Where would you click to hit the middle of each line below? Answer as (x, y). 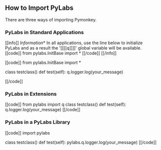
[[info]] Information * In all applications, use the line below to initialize (74, 43)
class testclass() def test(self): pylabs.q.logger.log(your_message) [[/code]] (81, 142)
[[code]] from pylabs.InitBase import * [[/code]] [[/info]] (61, 53)
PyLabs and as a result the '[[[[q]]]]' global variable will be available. (73, 48)
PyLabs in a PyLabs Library (38, 122)
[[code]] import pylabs (27, 133)
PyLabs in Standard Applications (45, 32)
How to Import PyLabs (39, 8)
